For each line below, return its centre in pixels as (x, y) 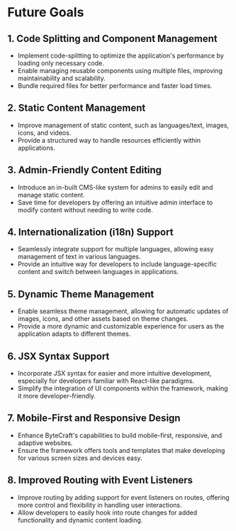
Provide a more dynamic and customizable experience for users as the (121, 327)
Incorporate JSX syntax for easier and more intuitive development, (114, 373)
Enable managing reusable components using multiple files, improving (120, 71)
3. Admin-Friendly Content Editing (84, 170)
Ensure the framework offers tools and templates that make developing (121, 450)
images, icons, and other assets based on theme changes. (103, 319)
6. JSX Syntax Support (58, 356)
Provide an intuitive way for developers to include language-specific (117, 264)
